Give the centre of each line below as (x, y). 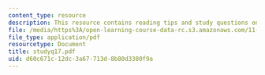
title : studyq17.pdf (42, 52)
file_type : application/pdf (54, 37)
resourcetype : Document (47, 45)
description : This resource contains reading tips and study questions (128, 23)
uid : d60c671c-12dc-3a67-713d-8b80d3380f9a (81, 59)
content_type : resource (47, 15)
